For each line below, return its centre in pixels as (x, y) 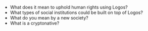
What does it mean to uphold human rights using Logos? (69, 7)
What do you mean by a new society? (49, 18)
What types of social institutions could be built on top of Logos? (76, 12)
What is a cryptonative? (35, 23)
